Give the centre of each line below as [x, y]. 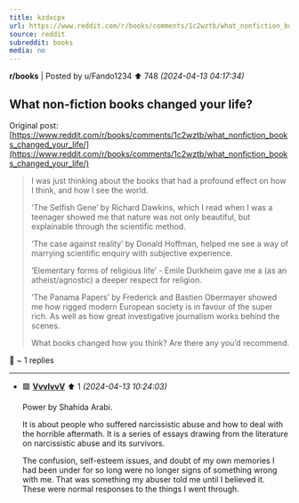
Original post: [34, 125]
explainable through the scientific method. [109, 226]
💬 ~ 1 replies [32, 360]
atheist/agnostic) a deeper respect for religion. [116, 280]
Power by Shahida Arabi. [67, 407]
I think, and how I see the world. [89, 190]
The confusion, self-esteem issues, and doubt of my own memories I [148, 460]
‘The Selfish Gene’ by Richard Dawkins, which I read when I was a [152, 207]
